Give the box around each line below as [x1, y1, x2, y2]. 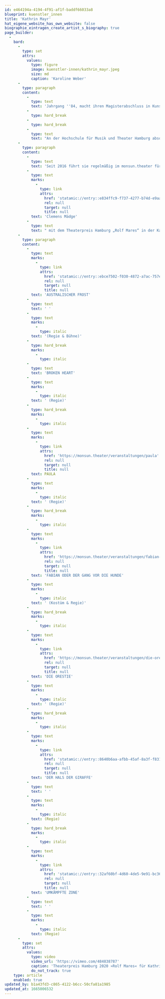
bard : [13, 40, 25, 45]
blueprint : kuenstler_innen [4, 12, 63, 17]
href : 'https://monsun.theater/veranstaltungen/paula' [44, 453, 160, 458]
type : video [31, 954, 56, 959]
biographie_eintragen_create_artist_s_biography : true [4, 26, 120, 31]
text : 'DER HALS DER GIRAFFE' [31, 775, 93, 780]
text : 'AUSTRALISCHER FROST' [31, 292, 91, 297]
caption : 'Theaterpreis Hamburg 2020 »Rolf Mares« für [31, 963, 146, 968]
